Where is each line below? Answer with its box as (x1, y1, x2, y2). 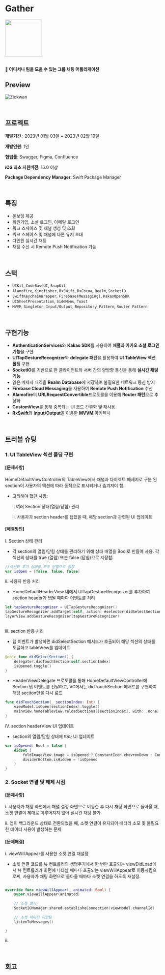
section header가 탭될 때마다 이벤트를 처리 (12, 595, 95, 601)
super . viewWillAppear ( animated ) (14, 892, 80, 897)
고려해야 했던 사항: (12, 493, 48, 499)
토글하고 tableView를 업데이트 (12, 644, 70, 650)
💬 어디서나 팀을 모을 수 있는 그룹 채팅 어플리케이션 (5, 66, 100, 72)
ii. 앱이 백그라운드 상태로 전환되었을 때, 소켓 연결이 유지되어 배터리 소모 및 (5, 820, 146, 826)
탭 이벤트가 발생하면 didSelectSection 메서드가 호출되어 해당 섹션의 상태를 (12, 638, 156, 644)
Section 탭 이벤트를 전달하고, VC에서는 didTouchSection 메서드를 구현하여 (12, 684, 157, 690)
